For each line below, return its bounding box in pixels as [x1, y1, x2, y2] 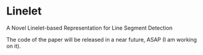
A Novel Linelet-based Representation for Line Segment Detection [6, 24, 173, 31]
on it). [6, 42, 21, 50]
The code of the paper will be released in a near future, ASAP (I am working [6, 36, 197, 43]
